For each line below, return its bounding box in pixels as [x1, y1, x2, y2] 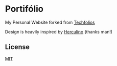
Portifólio [5, 3, 44, 15]
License [5, 43, 30, 51]
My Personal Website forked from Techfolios [5, 19, 95, 25]
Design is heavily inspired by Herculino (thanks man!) [5, 29, 113, 34]
